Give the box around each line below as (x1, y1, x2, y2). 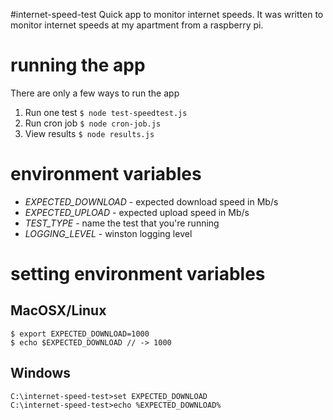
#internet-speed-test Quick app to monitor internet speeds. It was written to (10, 9, 324, 20)
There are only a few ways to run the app (10, 87, 180, 99)
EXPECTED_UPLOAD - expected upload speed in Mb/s (24, 206, 250, 218)
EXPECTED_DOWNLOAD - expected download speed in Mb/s (24, 195, 279, 208)
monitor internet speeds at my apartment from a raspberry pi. (10, 19, 264, 31)
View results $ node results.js (24, 127, 155, 139)
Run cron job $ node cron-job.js (24, 117, 162, 129)
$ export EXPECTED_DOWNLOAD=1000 (10, 329, 150, 339)
